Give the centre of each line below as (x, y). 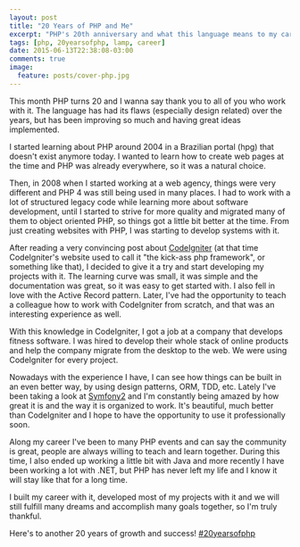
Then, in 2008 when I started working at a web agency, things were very (143, 183)
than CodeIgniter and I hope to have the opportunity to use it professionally (147, 415)
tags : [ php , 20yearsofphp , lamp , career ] (87, 42)
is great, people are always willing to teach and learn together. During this (145, 451)
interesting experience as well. (66, 314)
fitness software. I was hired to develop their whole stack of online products (149, 341)
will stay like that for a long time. (68, 479)
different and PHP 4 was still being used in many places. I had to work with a (150, 192)
